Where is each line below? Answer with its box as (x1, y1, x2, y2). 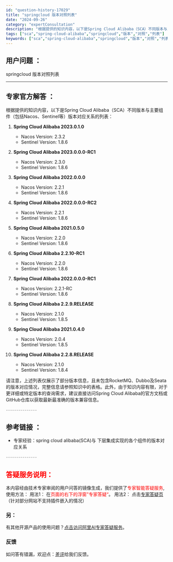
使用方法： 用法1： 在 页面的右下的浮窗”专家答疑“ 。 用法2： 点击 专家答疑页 (6, 491, 164, 497)
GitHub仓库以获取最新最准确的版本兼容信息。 (6, 396, 102, 403)
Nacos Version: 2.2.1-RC (21, 285, 72, 291)
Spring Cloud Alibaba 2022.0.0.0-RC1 (13, 275, 96, 282)
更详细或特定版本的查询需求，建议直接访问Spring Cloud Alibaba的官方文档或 (6, 390, 168, 396)
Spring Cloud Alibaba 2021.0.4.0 (13, 326, 85, 332)
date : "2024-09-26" (6, 17, 48, 22)
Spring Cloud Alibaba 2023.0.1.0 (13, 124, 84, 130)
